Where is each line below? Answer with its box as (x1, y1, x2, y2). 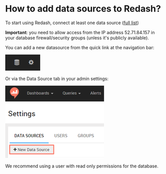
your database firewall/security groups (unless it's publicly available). (5, 35, 149, 41)
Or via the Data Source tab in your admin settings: (5, 75, 109, 81)
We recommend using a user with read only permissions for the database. (5, 163, 158, 169)
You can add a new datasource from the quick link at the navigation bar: (5, 44, 154, 50)
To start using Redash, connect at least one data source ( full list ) (5, 20, 139, 26)
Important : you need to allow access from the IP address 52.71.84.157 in (5, 29, 155, 35)
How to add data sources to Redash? (5, 3, 161, 15)
